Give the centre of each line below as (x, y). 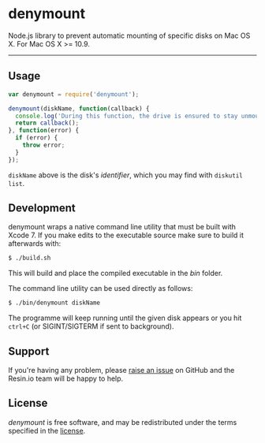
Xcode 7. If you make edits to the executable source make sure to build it (126, 235)
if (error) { (37, 138)
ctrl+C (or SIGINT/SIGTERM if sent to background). (91, 326)
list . (17, 183)
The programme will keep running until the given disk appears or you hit (125, 318)
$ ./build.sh (30, 258)
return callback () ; (47, 123)
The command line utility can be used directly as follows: (101, 289)
